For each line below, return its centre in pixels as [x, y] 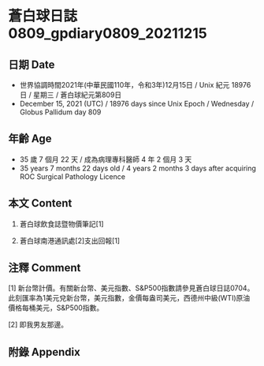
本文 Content [40, 203]
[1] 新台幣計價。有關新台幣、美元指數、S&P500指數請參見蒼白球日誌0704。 [131, 288]
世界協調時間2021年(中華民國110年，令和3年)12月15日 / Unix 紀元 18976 [135, 85]
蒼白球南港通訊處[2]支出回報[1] [70, 241]
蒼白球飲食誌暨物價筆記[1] [61, 224]
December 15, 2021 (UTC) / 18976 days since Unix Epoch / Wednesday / [137, 104]
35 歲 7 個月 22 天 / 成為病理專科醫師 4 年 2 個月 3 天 [106, 159]
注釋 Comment [45, 268]
